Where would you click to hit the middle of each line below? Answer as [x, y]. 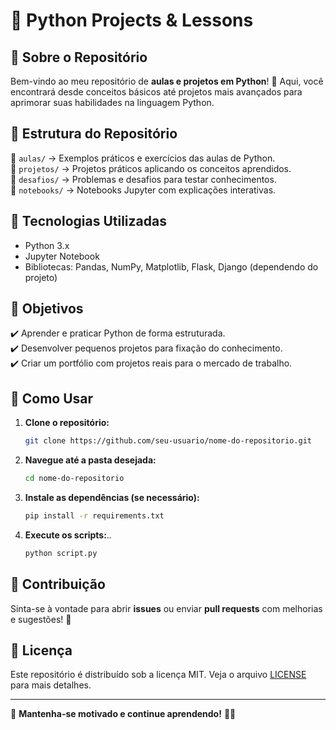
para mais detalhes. [51, 685]
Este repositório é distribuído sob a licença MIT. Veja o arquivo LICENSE [158, 675]
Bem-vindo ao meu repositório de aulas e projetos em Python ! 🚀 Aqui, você [167, 81]
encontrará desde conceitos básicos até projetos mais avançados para [156, 92]
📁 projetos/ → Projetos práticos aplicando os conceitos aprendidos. [151, 168]
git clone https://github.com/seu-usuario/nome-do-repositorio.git [168, 441]
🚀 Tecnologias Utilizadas [88, 221]
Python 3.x [47, 245]
